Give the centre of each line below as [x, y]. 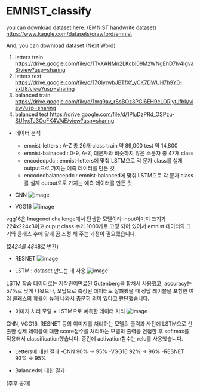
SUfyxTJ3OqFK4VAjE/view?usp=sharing [64, 120]
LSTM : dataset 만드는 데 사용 [50, 271]
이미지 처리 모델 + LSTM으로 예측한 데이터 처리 [70, 311]
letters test [28, 76]
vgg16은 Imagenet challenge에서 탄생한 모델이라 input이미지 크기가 [86, 219]
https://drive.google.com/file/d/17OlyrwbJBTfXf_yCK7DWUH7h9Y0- [99, 82]
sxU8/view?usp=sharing [45, 88]
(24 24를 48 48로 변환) [32, 246]
